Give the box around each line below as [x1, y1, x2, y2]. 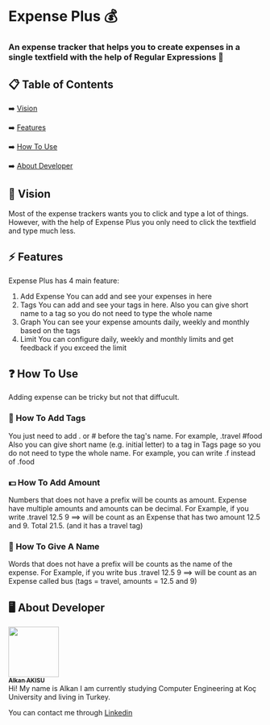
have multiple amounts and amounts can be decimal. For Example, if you [8, 503, 249, 513]
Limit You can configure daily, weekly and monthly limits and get [19, 334, 234, 344]
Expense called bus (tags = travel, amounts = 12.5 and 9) [8, 577, 197, 586]
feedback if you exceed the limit [19, 343, 127, 352]
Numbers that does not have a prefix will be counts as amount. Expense [8, 494, 247, 505]
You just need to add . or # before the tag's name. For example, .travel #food [8, 431, 263, 440]
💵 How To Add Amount [8, 477, 101, 488]
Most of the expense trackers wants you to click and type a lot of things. [8, 208, 249, 219]
